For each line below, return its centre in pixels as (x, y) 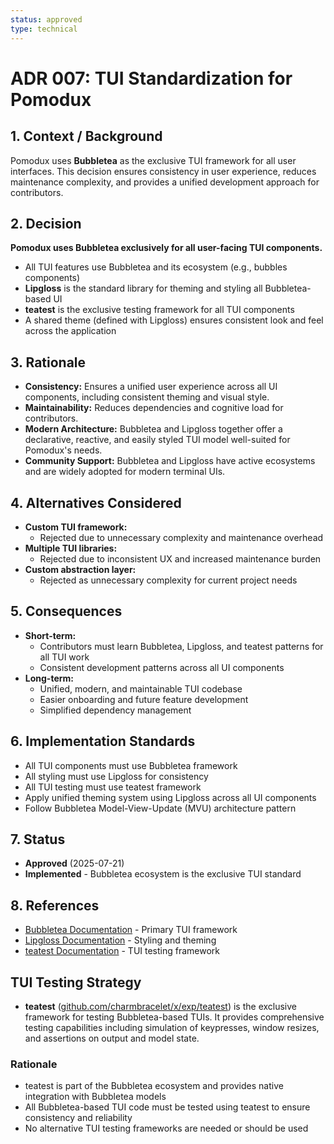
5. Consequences (66, 611)
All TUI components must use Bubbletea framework (131, 765)
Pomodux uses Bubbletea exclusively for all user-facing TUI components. (166, 248)
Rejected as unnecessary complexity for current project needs (168, 580)
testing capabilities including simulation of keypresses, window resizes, (172, 1027)
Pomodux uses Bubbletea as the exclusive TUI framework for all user (153, 160)
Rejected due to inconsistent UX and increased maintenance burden (180, 558)
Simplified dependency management (115, 710)
